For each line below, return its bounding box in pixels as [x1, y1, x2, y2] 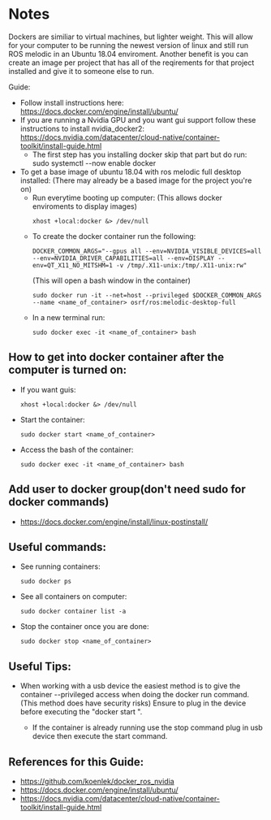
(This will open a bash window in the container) [32, 276, 191, 285]
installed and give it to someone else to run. [8, 66, 154, 76]
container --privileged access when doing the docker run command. [19, 690, 250, 700]
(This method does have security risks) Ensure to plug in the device [19, 698, 247, 708]
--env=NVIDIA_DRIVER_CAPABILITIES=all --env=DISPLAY [32, 254, 215, 262]
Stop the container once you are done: [19, 622, 149, 631]
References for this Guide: [8, 755, 144, 769]
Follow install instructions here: [19, 98, 124, 107]
